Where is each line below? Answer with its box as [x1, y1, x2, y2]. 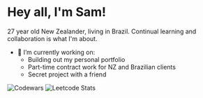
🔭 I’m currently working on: [17, 48, 96, 56]
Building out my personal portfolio [27, 55, 126, 63]
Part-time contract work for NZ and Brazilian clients [27, 63, 176, 71]
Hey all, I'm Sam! [7, 4, 107, 20]
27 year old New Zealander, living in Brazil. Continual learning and [7, 27, 197, 35]
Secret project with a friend [27, 70, 107, 79]
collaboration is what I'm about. [7, 34, 98, 42]
